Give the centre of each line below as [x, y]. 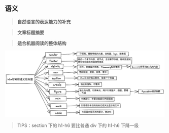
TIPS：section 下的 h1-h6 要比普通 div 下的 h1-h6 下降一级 [78, 125]
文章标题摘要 [30, 32]
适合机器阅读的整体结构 [42, 43]
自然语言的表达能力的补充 [44, 22]
